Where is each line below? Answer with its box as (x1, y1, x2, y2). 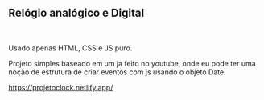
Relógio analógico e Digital (8, 6, 145, 20)
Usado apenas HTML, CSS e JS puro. (8, 43, 133, 53)
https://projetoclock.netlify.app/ (8, 82, 113, 92)
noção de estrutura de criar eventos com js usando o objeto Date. (8, 67, 227, 77)
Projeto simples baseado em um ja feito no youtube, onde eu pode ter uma (8, 58, 256, 68)
